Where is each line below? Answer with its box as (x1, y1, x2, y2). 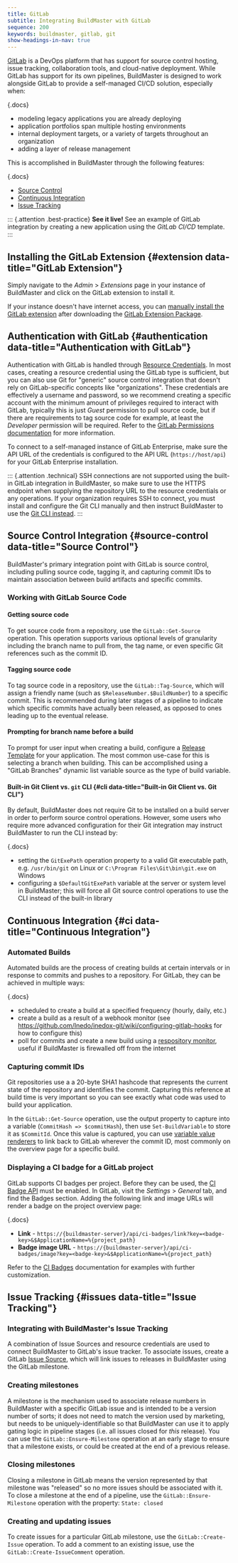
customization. (7, 1270, 51, 1279)
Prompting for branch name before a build (7, 727, 134, 736)
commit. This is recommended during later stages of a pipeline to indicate (7, 696, 224, 705)
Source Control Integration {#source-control (7, 530, 208, 542)
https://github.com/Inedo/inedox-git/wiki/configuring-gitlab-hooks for (17, 1021, 222, 1029)
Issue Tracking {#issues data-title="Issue (7, 1291, 197, 1303)
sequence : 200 (7, 24, 50, 31)
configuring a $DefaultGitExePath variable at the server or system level (17, 879, 226, 888)
